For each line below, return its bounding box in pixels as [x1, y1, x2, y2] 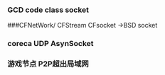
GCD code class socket [7, 5, 90, 15]
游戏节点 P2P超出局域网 [7, 59, 89, 69]
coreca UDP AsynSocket [7, 39, 94, 49]
